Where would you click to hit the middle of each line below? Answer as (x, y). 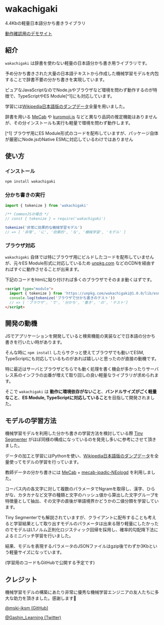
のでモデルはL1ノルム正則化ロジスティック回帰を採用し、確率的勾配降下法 (80, 530)
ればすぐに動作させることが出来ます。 (43, 269)
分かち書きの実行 (25, 195)
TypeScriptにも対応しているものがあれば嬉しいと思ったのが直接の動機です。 (82, 359)
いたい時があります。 (43, 342)
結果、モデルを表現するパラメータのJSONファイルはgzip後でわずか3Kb (77, 546)
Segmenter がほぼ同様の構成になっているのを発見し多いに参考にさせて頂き (81, 440)
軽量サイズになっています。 (37, 552)
